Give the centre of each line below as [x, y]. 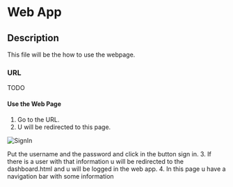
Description [33, 38]
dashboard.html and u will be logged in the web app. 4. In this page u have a [116, 169]
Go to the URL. [38, 119]
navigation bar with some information [61, 176]
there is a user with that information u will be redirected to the [96, 161]
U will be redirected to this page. [64, 127]
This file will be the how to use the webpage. [71, 54]
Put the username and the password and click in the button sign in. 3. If [110, 154]
